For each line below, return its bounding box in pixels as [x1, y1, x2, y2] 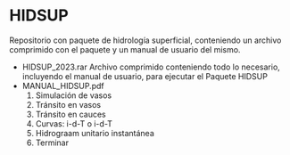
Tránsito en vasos [35, 99, 102, 110]
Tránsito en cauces [35, 109, 106, 119]
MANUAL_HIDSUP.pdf [21, 80, 104, 91]
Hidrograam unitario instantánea [35, 127, 154, 138]
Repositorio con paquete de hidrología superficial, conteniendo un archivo [9, 35, 282, 45]
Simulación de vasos [35, 90, 112, 101]
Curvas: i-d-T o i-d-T [35, 118, 113, 129]
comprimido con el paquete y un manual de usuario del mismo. [9, 44, 241, 54]
